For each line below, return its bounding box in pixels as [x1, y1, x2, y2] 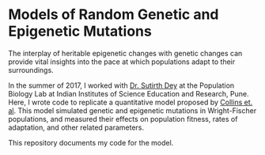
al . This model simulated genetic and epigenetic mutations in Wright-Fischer [8, 105, 257, 115]
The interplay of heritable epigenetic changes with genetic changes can [8, 48, 243, 58]
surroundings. [8, 65, 54, 74]
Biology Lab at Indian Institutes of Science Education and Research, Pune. [8, 89, 249, 98]
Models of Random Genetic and [8, 6, 219, 24]
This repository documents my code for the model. [8, 138, 174, 147]
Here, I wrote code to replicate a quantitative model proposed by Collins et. [8, 97, 253, 107]
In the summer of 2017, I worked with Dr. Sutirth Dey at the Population [8, 81, 235, 90]
